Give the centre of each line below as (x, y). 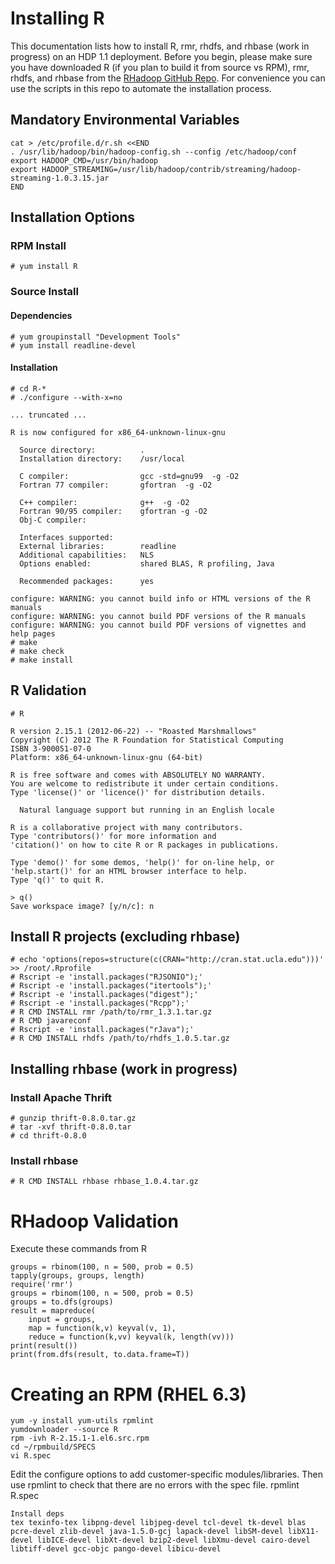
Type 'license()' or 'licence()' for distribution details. (138, 792)
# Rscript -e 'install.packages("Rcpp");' (100, 1003)
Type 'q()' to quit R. (57, 880)
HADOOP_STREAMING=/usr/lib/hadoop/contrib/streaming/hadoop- (171, 169)
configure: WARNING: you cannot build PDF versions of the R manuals (158, 616)
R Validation (48, 690)
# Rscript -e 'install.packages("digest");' (104, 995)
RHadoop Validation (94, 1221)
